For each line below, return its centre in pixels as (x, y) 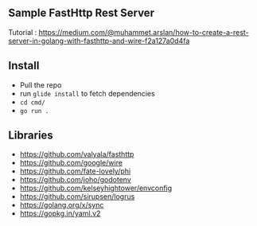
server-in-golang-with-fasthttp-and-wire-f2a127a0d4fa (99, 41)
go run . (34, 111)
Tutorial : (23, 32)
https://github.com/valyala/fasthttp (77, 154)
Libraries (31, 136)
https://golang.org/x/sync (62, 205)
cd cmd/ (32, 103)
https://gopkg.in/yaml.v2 (60, 213)
